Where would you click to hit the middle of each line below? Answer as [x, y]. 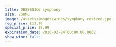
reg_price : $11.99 [24, 23]
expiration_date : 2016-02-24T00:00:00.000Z [51, 32]
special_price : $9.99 [27, 28]
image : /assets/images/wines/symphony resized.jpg [58, 19]
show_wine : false [23, 37]
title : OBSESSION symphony [33, 10]
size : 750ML [17, 14]
